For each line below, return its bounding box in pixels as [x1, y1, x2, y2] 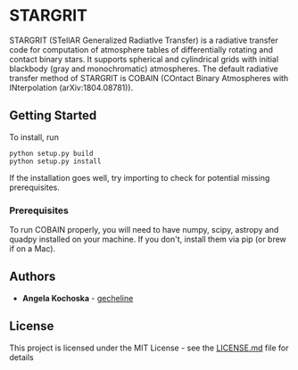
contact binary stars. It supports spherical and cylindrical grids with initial [9, 53, 279, 64]
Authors [9, 269, 56, 284]
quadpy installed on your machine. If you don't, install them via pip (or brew [9, 234, 287, 245]
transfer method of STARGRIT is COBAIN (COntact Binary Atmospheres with [9, 72, 289, 83]
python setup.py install [9, 157, 102, 166]
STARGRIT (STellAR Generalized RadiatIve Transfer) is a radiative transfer [9, 35, 279, 45]
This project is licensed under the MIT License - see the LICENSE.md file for [9, 342, 289, 353]
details [9, 351, 34, 362]
